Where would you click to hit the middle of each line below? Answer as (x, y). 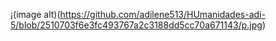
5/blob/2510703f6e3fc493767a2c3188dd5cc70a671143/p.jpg (136, 25)
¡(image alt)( (35, 14)
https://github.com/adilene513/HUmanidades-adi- (162, 14)
